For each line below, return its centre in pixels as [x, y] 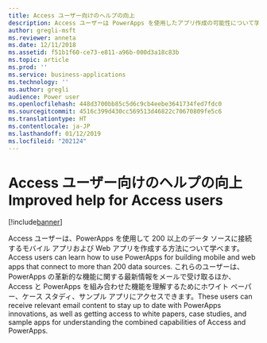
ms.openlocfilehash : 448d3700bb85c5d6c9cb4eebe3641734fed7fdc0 [115, 104]
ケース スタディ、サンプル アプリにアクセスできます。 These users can [137, 297]
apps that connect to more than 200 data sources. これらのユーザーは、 [126, 267]
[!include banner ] [35, 222]
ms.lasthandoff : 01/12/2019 [55, 133]
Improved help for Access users [116, 200]
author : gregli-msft [43, 30]
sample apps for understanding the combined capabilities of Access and [127, 322]
